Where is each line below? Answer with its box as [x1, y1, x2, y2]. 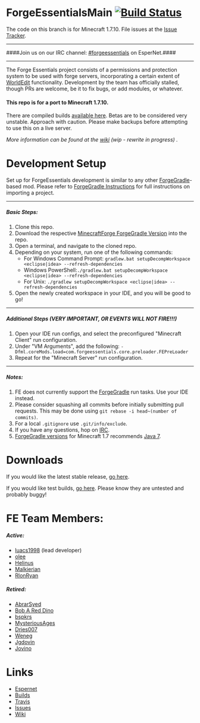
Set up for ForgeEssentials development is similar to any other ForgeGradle [6, 177, 190, 184]
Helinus [14, 559, 34, 567]
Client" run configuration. [14, 337, 77, 344]
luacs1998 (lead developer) [14, 547, 82, 554]
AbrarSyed [14, 601, 42, 608]
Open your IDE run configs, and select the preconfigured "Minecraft [14, 330, 182, 337]
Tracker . [6, 32, 27, 39]
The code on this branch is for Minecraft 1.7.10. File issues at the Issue [6, 26, 177, 33]
